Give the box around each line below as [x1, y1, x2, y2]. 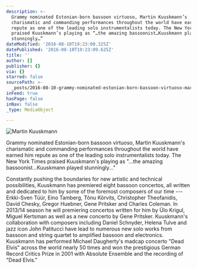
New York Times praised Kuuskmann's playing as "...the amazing [6, 158, 163, 165]
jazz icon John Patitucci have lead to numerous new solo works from [6, 225, 173, 232]
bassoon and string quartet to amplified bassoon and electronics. [6, 232, 164, 239]
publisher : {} [6, 63, 41, 69]
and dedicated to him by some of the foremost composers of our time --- [6, 188, 183, 195]
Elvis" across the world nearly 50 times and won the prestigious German [6, 244, 181, 251]
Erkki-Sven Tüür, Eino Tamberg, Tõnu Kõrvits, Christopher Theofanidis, [6, 194, 178, 201]
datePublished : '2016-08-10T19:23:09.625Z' [6, 47, 114, 53]
